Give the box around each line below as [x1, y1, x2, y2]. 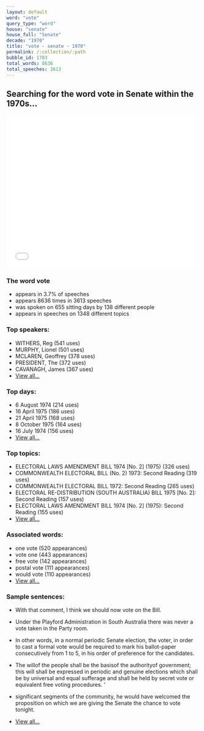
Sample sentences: [6, 592, 65, 601]
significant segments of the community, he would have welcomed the [15, 692, 191, 700]
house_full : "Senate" [6, 32, 62, 38]
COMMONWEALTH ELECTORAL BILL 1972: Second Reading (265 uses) [15, 483, 195, 490]
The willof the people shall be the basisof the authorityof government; [15, 661, 191, 668]
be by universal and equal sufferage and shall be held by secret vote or [15, 674, 194, 681]
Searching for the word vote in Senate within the [6, 88, 194, 99]
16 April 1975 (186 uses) [15, 408, 75, 415]
